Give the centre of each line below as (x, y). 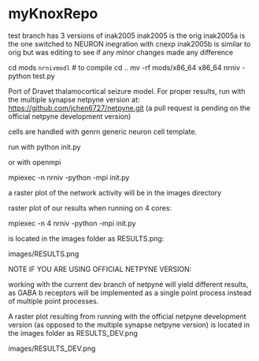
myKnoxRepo (53, 14)
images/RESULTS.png (44, 254)
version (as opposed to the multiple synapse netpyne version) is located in (129, 325)
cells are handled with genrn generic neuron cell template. (103, 132)
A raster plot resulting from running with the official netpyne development (127, 316)
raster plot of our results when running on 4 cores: (90, 208)
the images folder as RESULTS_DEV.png (73, 333)
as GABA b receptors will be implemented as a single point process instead (130, 292)
